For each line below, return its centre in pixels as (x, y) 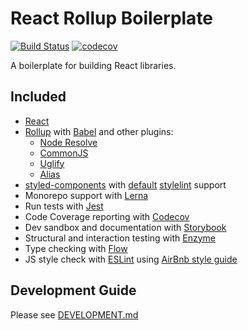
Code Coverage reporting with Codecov (107, 216)
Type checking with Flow (76, 248)
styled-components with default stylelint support (125, 184)
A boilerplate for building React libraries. (93, 65)
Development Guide (73, 290)
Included (38, 97)
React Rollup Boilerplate (112, 18)
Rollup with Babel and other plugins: (99, 131)
